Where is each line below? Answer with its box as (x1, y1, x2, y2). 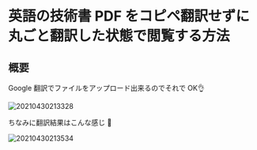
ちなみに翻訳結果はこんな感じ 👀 (8, 118, 112, 127)
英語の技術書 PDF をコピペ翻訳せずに (8, 7, 251, 25)
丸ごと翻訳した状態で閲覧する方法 (8, 27, 231, 45)
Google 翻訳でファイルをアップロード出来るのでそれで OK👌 (8, 84, 205, 92)
